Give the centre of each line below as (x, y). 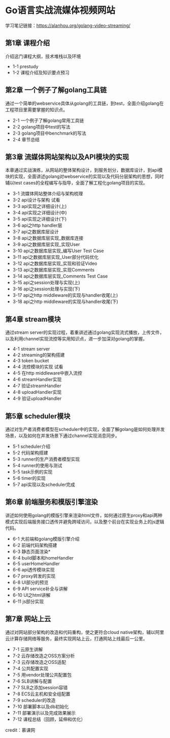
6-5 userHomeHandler (36, 563)
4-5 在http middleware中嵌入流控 (47, 373)
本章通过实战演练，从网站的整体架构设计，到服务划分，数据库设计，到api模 (84, 170)
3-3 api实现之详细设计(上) (40, 206)
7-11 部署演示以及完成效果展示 (44, 713)
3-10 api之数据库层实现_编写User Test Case (58, 251)
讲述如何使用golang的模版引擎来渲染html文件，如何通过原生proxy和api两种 (84, 515)
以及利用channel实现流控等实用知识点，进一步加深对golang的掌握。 (76, 339)
